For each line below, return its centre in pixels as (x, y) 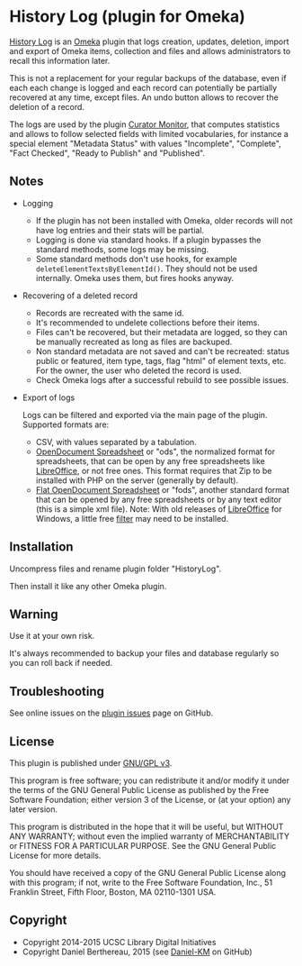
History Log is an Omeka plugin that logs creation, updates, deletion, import (149, 41)
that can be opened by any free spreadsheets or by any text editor (158, 499)
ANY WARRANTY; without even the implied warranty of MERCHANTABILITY (150, 836)
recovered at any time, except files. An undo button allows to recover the (144, 97)
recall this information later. (60, 60)
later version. (34, 809)
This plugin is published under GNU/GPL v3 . (91, 763)
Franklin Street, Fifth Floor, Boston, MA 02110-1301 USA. (113, 892)
